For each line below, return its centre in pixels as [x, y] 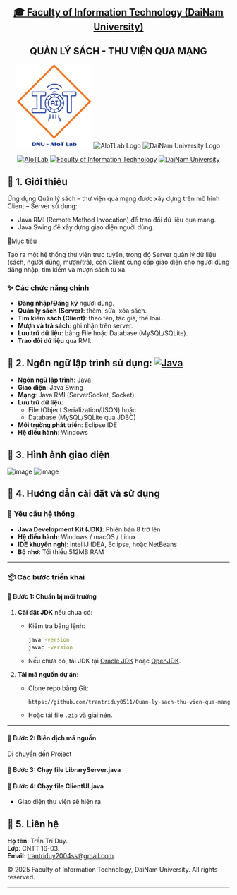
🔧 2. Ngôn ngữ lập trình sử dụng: [80, 363]
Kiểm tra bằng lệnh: [57, 626]
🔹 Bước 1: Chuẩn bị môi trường [52, 596]
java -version [49, 639]
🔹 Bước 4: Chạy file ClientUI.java [56, 786]
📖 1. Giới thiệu [38, 182]
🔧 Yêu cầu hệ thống [41, 514]
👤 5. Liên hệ [33, 824]
